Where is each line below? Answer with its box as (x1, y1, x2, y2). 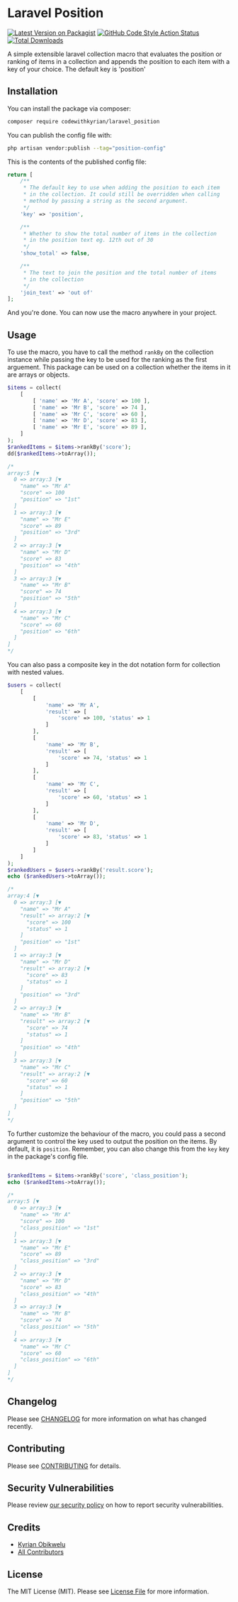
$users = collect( (7, 682, 62, 689)
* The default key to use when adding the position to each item (23, 184, 220, 192)
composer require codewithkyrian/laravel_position (7, 118, 160, 125)
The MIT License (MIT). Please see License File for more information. (7, 1587, 209, 1596)
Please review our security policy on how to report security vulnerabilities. (7, 1501, 224, 1509)
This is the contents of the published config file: (7, 158, 147, 166)
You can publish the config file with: (7, 131, 112, 139)
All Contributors (17, 1548, 64, 1557)
